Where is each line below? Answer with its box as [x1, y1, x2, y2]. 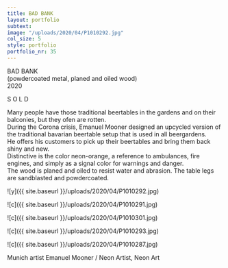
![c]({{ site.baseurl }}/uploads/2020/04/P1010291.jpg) [7, 200, 158, 208]
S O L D [7, 95, 29, 103]
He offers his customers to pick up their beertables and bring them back [7, 137, 211, 145]
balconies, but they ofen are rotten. [7, 115, 106, 123]
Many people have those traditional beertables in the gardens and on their [7, 108, 216, 117]
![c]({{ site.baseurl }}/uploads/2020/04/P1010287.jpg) [7, 240, 158, 248]
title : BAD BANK [7, 10, 53, 17]
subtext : [7, 23, 32, 29]
